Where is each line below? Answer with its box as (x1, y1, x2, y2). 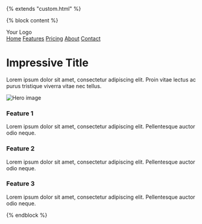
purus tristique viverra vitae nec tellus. (6, 82, 102, 89)
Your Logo (6, 28, 32, 36)
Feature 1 (6, 109, 34, 117)
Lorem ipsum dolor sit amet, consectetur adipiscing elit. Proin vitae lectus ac (6, 75, 196, 83)
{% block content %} (6, 17, 58, 24)
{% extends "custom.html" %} (6, 5, 81, 12)
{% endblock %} (6, 211, 48, 219)
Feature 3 (6, 179, 35, 188)
